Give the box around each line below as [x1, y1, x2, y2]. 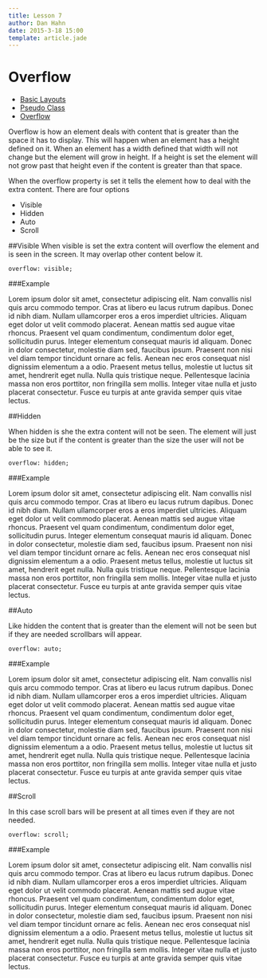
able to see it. [8, 444, 53, 454]
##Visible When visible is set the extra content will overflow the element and [8, 241, 260, 251]
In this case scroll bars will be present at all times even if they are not [8, 807, 235, 817]
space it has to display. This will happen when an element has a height [8, 136, 240, 145]
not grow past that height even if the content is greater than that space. [8, 161, 243, 171]
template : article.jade [8, 33, 88, 42]
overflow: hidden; [8, 459, 69, 467]
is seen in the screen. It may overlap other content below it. [8, 249, 203, 259]
